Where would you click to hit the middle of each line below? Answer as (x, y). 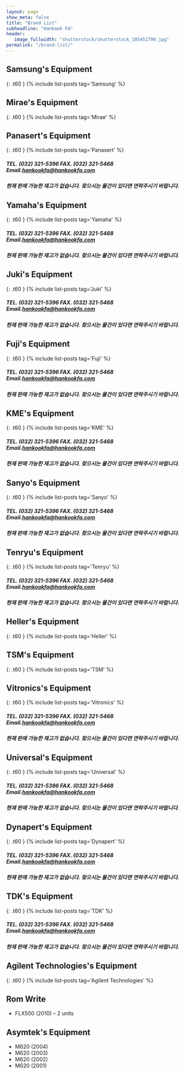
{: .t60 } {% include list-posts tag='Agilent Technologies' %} (80, 980)
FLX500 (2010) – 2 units (44, 1014)
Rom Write (26, 999)
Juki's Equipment (39, 275)
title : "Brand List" (32, 23)
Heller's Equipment (43, 622)
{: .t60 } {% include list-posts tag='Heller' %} (61, 636)
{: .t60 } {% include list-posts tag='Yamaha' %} (64, 219)
